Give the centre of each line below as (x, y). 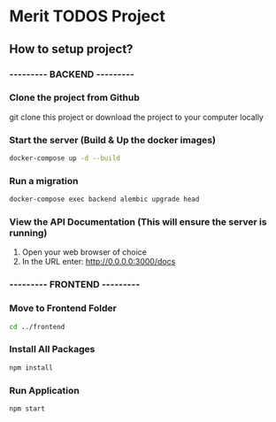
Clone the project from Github (74, 97)
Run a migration (44, 180)
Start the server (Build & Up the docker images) (113, 140)
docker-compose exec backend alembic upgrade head (104, 199)
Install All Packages (52, 349)
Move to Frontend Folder (63, 309)
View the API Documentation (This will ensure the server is (138, 222)
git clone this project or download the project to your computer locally (136, 117)
